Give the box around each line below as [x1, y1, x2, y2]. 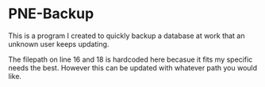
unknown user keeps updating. [8, 39, 109, 48]
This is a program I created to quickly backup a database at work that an [8, 31, 245, 40]
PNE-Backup [8, 5, 94, 23]
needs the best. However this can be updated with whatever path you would [8, 62, 258, 72]
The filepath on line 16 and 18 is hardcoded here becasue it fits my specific [8, 55, 253, 64]
